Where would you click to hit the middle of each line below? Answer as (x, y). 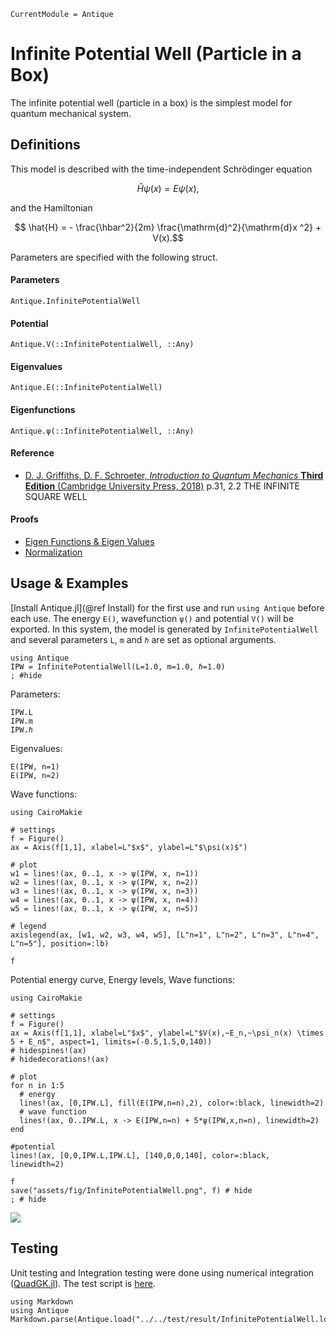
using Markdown (42, 1301)
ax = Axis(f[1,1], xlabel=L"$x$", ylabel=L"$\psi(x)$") (129, 847)
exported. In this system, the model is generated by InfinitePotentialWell (164, 629)
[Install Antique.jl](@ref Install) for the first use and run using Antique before (167, 607)
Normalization (53, 552)
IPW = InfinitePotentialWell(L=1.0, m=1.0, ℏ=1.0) (118, 666)
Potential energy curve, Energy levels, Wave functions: (123, 979)
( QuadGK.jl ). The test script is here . (83, 1283)
